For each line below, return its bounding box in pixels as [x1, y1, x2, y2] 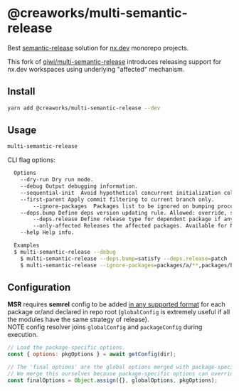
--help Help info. [20, 229, 75, 236]
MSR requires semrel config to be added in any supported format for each [7, 300, 225, 309]
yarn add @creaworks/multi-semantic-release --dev [7, 105, 161, 112]
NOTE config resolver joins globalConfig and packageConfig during [7, 323, 203, 331]
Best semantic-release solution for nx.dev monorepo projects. [7, 43, 189, 52]
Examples [14, 242, 40, 250]
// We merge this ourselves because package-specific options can [7, 370, 208, 377]
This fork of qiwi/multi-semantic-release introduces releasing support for [7, 57, 222, 65]
